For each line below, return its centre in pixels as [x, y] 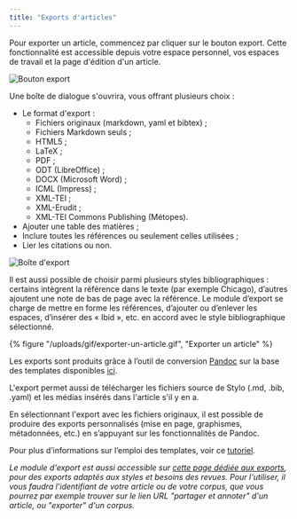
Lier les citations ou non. [67, 245]
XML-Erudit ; [58, 207]
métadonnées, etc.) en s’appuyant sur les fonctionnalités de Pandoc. [134, 433]
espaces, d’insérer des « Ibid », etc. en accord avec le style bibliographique [147, 317]
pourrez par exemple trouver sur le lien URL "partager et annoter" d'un [139, 495]
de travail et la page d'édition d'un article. [85, 61]
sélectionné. [32, 326]
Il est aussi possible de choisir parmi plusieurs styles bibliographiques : [139, 279]
